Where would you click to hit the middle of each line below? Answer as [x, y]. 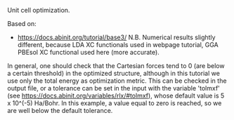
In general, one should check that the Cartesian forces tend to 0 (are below [116, 66]
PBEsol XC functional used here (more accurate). [88, 52]
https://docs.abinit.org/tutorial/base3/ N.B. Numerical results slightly [116, 37]
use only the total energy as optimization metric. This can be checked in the [117, 81]
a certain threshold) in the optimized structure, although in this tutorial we [113, 73]
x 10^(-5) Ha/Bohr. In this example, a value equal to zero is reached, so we [115, 103]
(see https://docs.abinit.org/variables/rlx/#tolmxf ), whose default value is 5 [116, 95]
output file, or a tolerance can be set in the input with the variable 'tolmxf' [113, 88]
